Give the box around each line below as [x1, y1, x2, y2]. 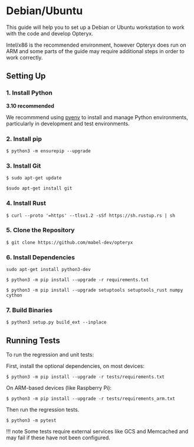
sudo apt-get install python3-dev [6, 267, 91, 273]
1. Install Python [6, 89, 53, 97]
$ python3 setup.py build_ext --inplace [6, 319, 107, 325]
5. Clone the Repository [6, 226, 75, 234]
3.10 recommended [6, 102, 55, 109]
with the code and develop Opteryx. [6, 30, 93, 37]
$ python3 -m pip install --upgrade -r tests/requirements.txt [6, 374, 165, 380]
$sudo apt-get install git [6, 185, 73, 191]
